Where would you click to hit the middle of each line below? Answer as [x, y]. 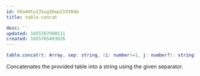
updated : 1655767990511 [36, 33]
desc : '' [17, 28]
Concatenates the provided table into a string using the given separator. [95, 66]
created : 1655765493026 [36, 39]
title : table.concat [32, 17]
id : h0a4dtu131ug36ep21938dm [43, 12]
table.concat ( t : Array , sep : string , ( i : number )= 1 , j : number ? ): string [100, 55]
